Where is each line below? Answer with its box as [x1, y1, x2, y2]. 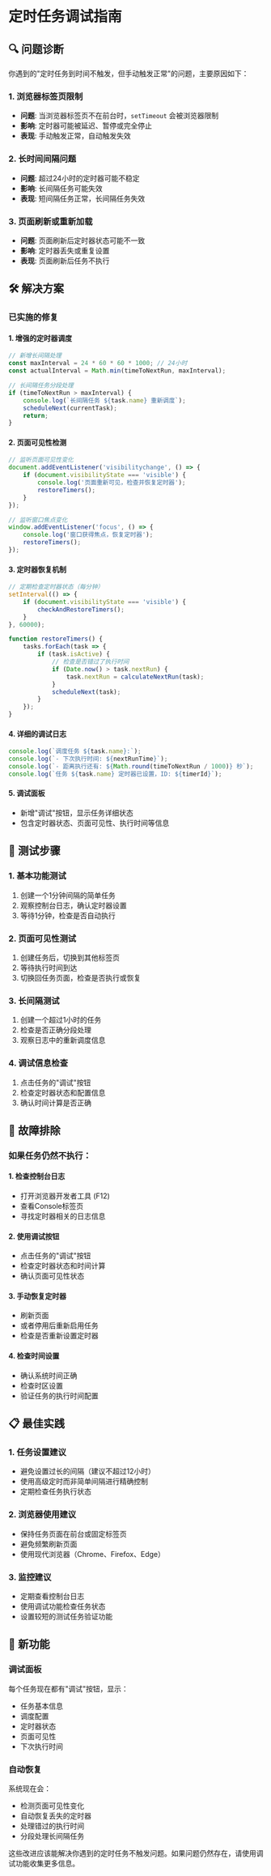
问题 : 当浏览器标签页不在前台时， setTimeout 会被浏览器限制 [19, 111, 219, 121]
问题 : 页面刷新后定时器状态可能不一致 [19, 236, 146, 245]
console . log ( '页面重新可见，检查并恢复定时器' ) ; [37, 479, 186, 487]
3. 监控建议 [8, 1572, 52, 1583]
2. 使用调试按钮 [8, 1232, 60, 1241]
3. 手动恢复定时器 [8, 1291, 67, 1300]
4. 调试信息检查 [8, 1057, 69, 1069]
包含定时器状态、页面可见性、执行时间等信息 [19, 818, 170, 827]
